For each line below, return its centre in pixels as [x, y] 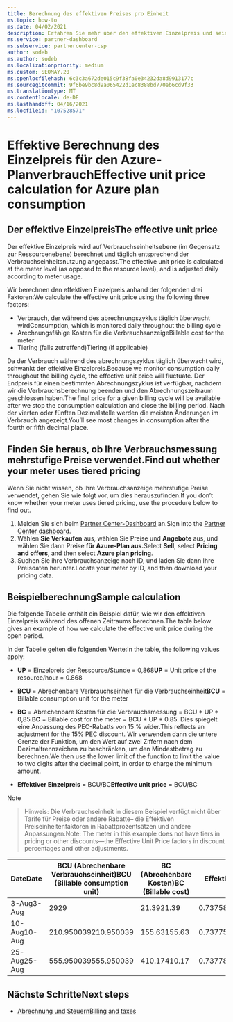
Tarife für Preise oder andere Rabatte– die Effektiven [99, 819]
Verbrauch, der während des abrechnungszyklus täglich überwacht [113, 318]
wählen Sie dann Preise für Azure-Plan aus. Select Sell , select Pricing [117, 545]
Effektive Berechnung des [84, 145]
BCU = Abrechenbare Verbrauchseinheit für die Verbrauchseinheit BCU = [121, 691]
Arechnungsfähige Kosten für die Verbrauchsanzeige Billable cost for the [121, 333]
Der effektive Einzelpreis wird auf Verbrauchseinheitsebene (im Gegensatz [114, 246]
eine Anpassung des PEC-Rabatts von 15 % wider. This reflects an [111, 727]
